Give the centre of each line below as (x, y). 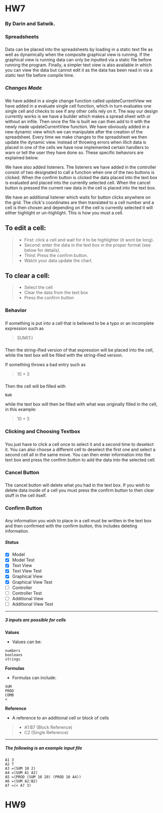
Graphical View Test (32, 582)
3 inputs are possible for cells (36, 620)
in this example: (21, 409)
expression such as (24, 328)
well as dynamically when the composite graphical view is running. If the (78, 55)
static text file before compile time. (40, 75)
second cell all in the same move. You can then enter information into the (78, 454)
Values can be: (27, 642)
